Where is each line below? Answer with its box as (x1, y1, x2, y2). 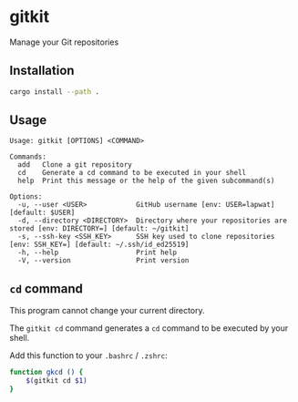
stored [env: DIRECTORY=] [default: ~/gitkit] (9, 224, 190, 233)
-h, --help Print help (17, 248, 178, 257)
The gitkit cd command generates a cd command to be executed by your (9, 323, 289, 334)
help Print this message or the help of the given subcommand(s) (17, 176, 275, 186)
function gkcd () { (9, 367, 84, 377)
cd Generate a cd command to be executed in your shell (17, 169, 247, 178)
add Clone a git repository (17, 160, 132, 170)
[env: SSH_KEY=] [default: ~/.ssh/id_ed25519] (9, 240, 190, 250)
